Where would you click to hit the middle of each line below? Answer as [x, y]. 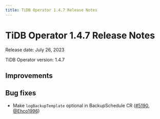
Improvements [29, 76]
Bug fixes [21, 93]
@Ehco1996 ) [26, 111]
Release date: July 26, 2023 [35, 50]
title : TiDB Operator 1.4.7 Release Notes [51, 10]
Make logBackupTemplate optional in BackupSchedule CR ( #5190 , [81, 105]
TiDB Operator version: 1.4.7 [35, 60]
